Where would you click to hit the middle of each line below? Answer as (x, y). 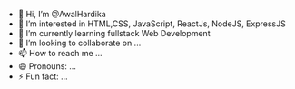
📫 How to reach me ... (60, 53)
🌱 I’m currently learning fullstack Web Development (114, 33)
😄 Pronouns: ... (47, 66)
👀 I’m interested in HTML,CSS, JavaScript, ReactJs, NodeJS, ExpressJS (152, 24)
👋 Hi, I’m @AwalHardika (62, 14)
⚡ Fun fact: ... (43, 76)
